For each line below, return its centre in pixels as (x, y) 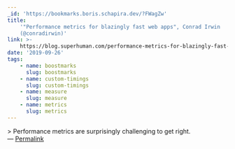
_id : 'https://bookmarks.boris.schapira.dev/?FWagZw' (87, 14)
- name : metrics (44, 105)
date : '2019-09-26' (36, 53)
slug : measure (47, 99)
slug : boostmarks (51, 72)
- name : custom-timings (55, 79)
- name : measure (44, 92)
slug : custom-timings (57, 85)
